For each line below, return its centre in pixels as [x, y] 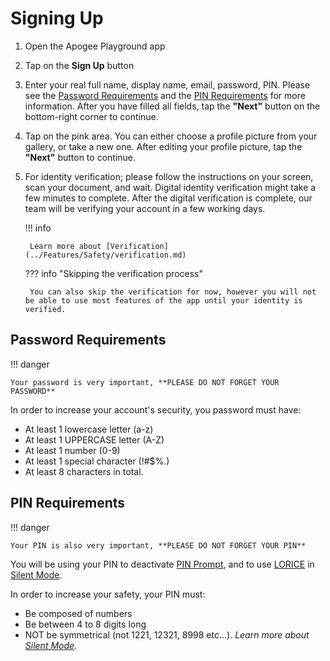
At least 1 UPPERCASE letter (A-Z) [94, 439]
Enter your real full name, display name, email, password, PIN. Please [167, 84]
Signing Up [57, 18]
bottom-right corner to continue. [91, 116]
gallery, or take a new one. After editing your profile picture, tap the [163, 146]
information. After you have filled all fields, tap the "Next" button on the [172, 106]
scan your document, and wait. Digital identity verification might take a [170, 187]
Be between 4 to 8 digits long [85, 624]
